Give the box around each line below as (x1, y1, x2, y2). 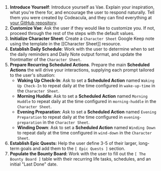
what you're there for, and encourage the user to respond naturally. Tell (9, 9, 155, 15)
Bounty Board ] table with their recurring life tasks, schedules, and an (9, 156, 151, 162)
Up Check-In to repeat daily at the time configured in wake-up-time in (17, 83, 156, 88)
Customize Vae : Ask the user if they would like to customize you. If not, (9, 25, 156, 31)
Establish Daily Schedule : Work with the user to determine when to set (9, 46, 155, 52)
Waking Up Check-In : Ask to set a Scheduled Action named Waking (17, 77, 155, 83)
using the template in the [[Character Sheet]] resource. (9, 41, 122, 46)
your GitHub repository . (9, 20, 58, 26)
